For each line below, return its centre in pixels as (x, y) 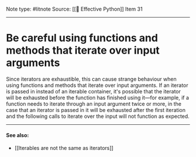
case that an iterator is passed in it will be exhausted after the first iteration (96, 110)
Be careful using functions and (82, 38)
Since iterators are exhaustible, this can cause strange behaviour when (91, 79)
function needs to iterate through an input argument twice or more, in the (94, 104)
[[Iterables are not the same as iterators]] (64, 148)
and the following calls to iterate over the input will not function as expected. (98, 116)
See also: (17, 135)
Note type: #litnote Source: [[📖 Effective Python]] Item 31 (74, 9)
